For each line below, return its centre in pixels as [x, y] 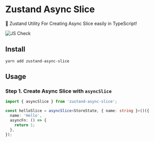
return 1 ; [25, 125]
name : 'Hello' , [26, 116]
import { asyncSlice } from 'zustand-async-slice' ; [61, 102]
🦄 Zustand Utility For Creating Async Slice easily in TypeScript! [71, 23]
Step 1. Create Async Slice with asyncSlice [59, 91]
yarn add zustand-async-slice [37, 61]
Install [15, 49]
